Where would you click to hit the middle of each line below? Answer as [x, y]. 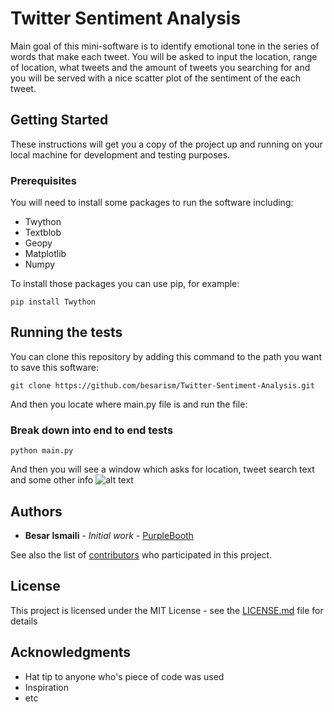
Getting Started [59, 120]
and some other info [52, 480]
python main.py [42, 451]
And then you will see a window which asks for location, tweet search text [162, 469]
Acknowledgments [71, 652]
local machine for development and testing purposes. [120, 154]
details [24, 621]
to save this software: [54, 367]
